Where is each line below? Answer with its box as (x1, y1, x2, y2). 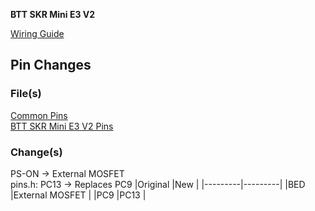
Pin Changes (10, 57, 92, 74)
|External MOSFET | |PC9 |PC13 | (10, 189, 147, 201)
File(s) (10, 87, 42, 101)
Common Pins (10, 109, 68, 121)
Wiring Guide (10, 28, 65, 39)
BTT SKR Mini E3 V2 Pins (10, 120, 114, 132)
